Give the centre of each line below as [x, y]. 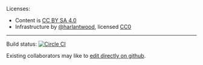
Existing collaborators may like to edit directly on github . [76, 56]
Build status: [22, 44]
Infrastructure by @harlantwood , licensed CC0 [73, 27]
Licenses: [18, 9]
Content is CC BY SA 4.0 [46, 20]
